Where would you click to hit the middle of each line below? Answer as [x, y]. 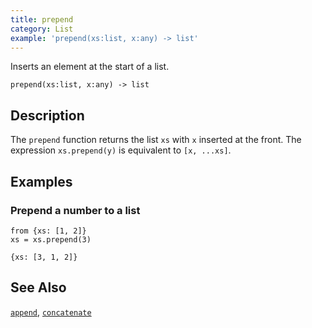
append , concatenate [51, 312]
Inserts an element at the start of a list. [90, 67]
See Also [38, 287]
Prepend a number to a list [75, 210]
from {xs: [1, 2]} [48, 231]
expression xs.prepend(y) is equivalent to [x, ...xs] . [121, 150]
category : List [42, 29]
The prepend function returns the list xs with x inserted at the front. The [156, 140]
